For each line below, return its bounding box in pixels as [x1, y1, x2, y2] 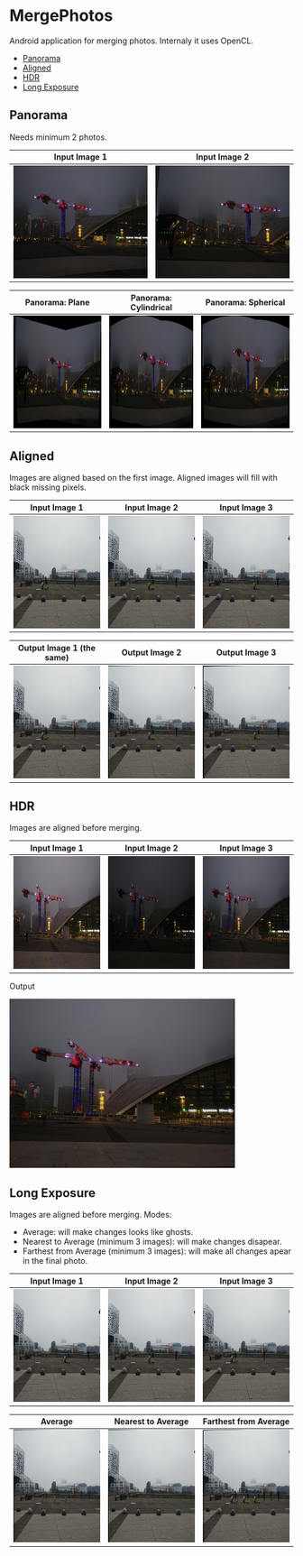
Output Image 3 [216, 647, 277, 658]
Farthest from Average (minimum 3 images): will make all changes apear [22, 1246, 291, 1257]
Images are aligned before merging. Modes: [9, 1210, 172, 1220]
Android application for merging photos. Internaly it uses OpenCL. [9, 35, 254, 46]
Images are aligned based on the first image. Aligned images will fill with [9, 473, 278, 483]
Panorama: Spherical [205, 297, 286, 308]
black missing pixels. [9, 482, 87, 493]
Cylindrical [130, 301, 173, 312]
